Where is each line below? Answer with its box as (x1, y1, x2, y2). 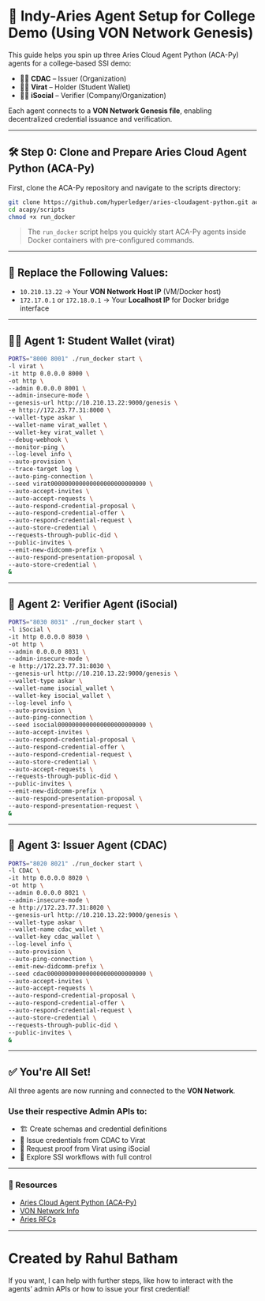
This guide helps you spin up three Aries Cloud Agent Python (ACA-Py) (8, 50, 239, 59)
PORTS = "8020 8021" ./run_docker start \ (8, 859, 144, 868)
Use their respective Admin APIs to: (8, 1106, 147, 1117)
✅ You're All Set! (8, 1065, 91, 1078)
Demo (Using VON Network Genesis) (8, 24, 254, 42)
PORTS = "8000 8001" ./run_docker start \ (8, 355, 144, 363)
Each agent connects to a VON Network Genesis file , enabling (8, 106, 212, 115)
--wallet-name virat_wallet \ (8, 420, 108, 429)
